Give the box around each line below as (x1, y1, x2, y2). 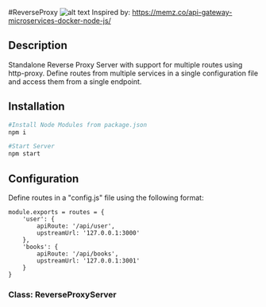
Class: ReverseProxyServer (8, 289, 117, 300)
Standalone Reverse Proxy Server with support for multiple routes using (8, 59, 243, 69)
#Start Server (8, 143, 56, 151)
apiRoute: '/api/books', (37, 250, 119, 258)
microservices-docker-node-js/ (8, 16, 111, 25)
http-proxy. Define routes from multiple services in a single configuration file (8, 68, 259, 78)
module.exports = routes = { (8, 208, 105, 216)
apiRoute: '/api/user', (37, 222, 115, 230)
